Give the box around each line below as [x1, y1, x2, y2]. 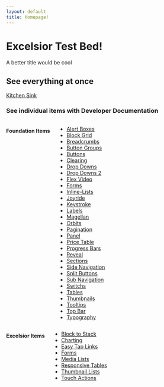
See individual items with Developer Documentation [6, 107, 159, 115]
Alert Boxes [66, 125, 95, 132]
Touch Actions [61, 374, 97, 381]
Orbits [66, 219, 82, 226]
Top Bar [66, 307, 86, 314]
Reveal [66, 251, 83, 258]
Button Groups [66, 144, 102, 151]
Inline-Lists [66, 188, 94, 195]
